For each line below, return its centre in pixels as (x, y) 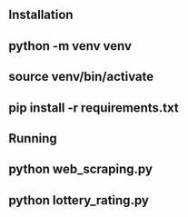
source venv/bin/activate (81, 77)
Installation (41, 15)
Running (33, 138)
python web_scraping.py (81, 169)
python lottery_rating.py (79, 200)
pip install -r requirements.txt (94, 108)
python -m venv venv (70, 46)
